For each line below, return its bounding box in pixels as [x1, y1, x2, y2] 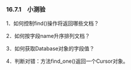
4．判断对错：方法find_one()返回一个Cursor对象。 [6, 58, 129, 65]
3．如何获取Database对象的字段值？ [6, 45, 95, 52]
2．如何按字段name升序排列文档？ [6, 33, 90, 40]
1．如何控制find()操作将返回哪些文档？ [6, 20, 99, 27]
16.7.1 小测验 [6, 5, 46, 13]
